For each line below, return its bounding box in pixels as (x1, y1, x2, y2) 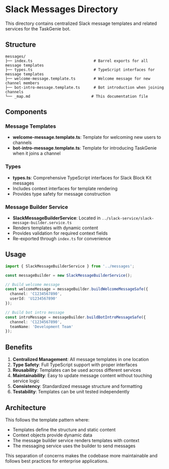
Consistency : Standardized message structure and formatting (12, 383, 143, 389)
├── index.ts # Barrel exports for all (5, 58, 148, 63)
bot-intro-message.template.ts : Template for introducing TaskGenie (12, 145, 157, 151)
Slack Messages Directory (5, 4, 118, 15)
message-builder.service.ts (12, 221, 72, 226)
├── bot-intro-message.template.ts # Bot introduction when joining (5, 85, 164, 90)
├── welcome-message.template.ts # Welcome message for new (5, 76, 151, 81)
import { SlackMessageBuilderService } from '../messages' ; (5, 264, 135, 269)
